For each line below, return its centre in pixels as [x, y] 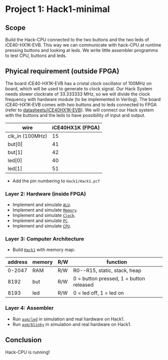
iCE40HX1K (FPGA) [76, 127]
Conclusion [23, 340]
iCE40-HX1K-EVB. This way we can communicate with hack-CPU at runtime [83, 45]
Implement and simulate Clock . [44, 215]
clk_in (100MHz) [27, 136]
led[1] [15, 168]
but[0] [15, 144]
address [18, 262]
